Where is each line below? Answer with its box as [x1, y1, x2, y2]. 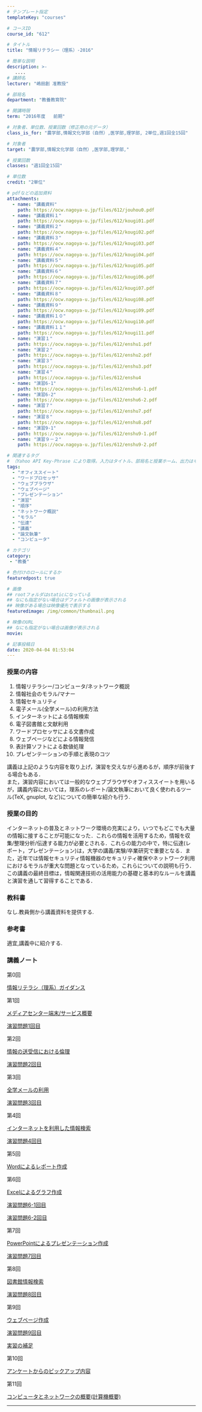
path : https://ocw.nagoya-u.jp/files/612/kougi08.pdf [17, 296, 155, 303]
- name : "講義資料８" [12, 291, 62, 297]
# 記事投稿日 [7, 641, 35, 647]
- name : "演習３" [12, 358, 53, 364]
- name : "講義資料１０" [12, 313, 67, 319]
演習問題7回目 [7, 1252, 41, 1259]
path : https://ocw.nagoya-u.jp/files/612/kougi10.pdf [17, 319, 155, 325]
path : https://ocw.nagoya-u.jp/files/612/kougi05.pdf [17, 263, 155, 269]
